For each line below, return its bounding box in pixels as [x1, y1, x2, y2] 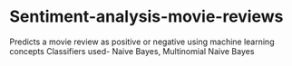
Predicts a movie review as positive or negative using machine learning [9, 36, 275, 47]
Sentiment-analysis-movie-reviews [9, 6, 284, 27]
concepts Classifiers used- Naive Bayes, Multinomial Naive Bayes [9, 45, 255, 56]
